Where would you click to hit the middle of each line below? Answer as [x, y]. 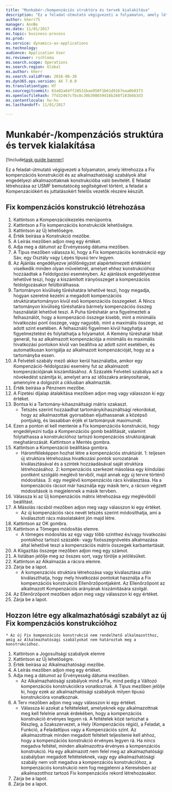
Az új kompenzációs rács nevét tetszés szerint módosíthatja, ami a [91, 512]
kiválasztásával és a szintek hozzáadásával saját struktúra [82, 464]
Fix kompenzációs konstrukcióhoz [62, 623]
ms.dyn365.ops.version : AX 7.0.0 [41, 81]
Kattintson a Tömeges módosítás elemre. [56, 529]
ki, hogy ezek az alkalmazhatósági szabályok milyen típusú [83, 691]
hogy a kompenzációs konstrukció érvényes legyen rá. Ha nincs [88, 740]
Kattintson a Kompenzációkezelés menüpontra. [63, 220]
